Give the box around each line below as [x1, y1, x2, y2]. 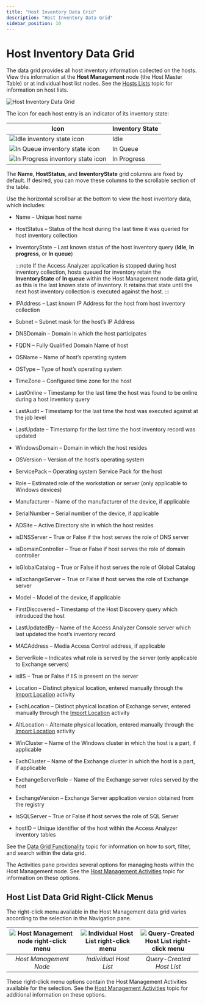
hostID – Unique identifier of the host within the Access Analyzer [15, 824, 178, 832]
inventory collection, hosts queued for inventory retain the [15, 268, 162, 276]
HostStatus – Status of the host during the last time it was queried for [15, 225, 189, 233]
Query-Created [145, 955, 191, 963]
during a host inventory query [15, 395, 90, 403]
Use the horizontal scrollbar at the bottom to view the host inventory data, [6, 195, 192, 202]
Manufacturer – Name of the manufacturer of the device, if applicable [15, 498, 190, 505]
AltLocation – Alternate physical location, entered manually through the [15, 721, 194, 728]
